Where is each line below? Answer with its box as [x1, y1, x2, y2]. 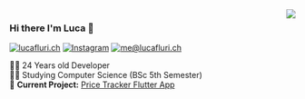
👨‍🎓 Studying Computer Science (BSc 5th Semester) [9, 70, 202, 81]
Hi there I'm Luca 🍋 [9, 22, 94, 35]
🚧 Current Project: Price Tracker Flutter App [9, 79, 175, 90]
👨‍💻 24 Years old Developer [9, 60, 111, 71]
